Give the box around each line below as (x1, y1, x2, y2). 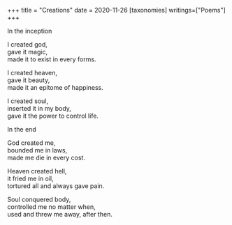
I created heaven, (7, 69, 58, 77)
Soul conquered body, (7, 195, 71, 203)
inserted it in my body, (7, 104, 72, 112)
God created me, (7, 139, 56, 147)
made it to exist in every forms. (7, 55, 96, 63)
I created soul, (7, 97, 49, 105)
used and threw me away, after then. (7, 210, 113, 218)
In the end (7, 125, 36, 133)
